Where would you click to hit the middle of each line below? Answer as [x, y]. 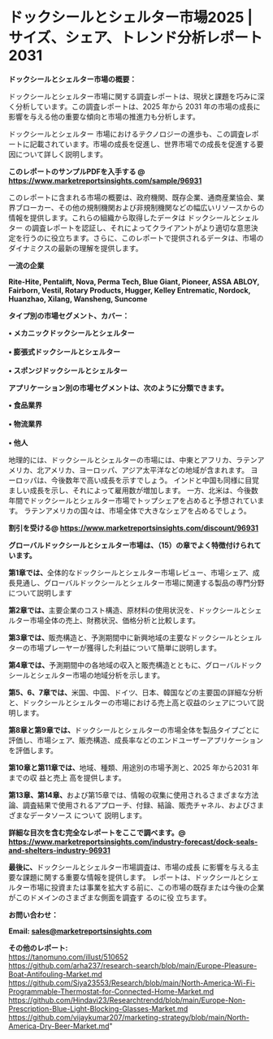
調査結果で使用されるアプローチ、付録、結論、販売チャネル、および [136, 805]
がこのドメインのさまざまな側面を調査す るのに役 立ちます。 [110, 897]
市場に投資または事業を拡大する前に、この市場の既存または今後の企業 [147, 887]
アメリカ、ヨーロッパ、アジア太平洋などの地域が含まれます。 [146, 470]
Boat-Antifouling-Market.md [56, 974]
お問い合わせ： [33, 915]
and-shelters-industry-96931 [60, 850]
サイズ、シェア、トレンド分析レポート [136, 38]
